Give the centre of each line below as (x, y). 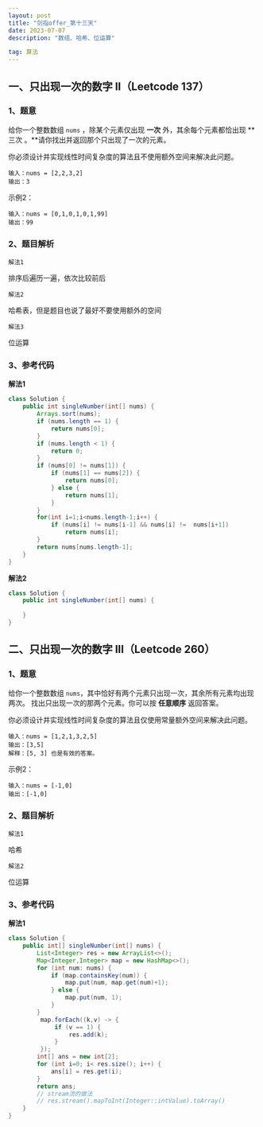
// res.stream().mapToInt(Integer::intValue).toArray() (131, 1101)
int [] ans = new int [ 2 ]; (78, 1057)
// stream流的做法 (65, 1094)
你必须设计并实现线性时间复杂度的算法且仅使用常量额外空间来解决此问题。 (130, 720)
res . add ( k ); (89, 1035)
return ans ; (57, 1086)
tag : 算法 (23, 52)
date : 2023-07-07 (37, 30)
